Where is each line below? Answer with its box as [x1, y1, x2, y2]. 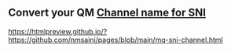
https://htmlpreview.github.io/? [8, 26, 108, 36]
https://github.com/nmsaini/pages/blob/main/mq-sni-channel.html [8, 35, 223, 44]
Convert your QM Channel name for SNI [8, 6, 207, 19]
